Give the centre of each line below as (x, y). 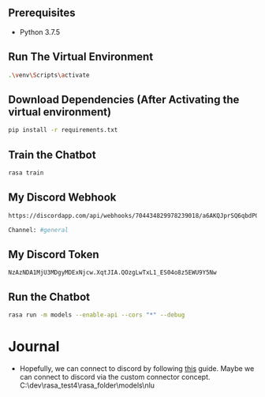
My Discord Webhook (62, 198)
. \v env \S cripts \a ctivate (49, 75)
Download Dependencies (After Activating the (124, 99)
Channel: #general (38, 230)
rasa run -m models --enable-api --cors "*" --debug (97, 315)
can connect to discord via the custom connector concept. (115, 376)
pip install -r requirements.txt (63, 130)
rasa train (26, 173)
